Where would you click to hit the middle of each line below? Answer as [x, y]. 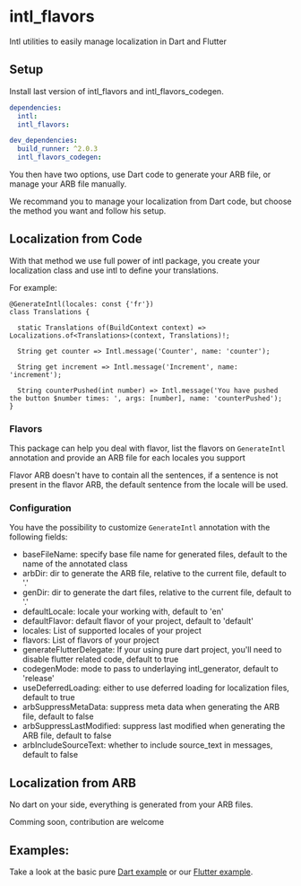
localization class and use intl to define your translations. [114, 270]
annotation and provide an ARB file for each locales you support [127, 458]
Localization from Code [76, 239]
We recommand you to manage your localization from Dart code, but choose [150, 201]
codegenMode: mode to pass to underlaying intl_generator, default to [150, 669]
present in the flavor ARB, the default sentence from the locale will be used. [149, 485]
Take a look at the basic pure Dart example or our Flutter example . [131, 872]
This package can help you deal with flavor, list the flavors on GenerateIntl [147, 448]
